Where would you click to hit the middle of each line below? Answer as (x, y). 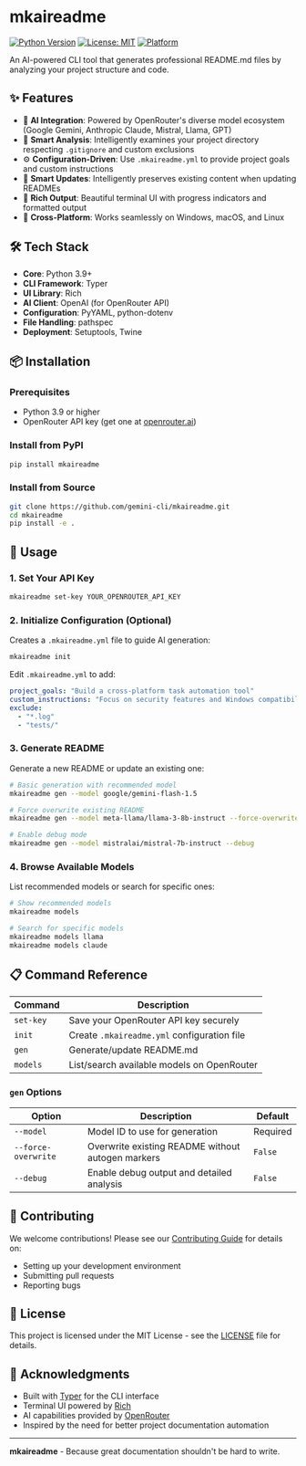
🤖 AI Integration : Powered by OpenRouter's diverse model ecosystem (153, 120)
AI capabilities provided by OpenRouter (96, 1416)
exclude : (26, 708)
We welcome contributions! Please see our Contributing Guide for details (146, 1238)
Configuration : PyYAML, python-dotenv (98, 312)
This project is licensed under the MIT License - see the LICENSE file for (145, 1335)
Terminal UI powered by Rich (77, 1406)
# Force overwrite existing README (77, 810)
